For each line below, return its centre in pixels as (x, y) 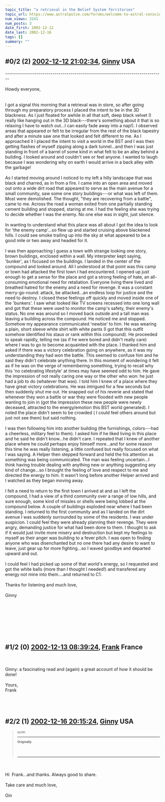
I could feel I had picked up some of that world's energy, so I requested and (82, 564)
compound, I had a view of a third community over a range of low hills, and (81, 496)
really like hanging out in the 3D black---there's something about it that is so (82, 120)
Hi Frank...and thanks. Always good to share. (51, 774)
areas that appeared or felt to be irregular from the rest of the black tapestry (82, 131)
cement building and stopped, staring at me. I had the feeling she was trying (82, 209)
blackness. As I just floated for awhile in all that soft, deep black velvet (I (78, 115)
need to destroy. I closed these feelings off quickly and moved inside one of (82, 298)
